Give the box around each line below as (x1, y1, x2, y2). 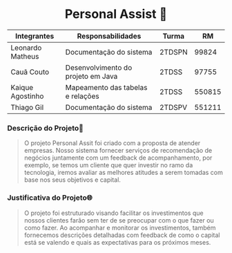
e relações (65, 91, 99, 101)
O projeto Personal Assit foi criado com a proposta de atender (23, 139, 201, 147)
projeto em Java (65, 71, 118, 81)
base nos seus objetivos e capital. (23, 176, 121, 184)
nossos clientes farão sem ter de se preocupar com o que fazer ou (23, 216, 214, 224)
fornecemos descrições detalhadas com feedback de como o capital (23, 231, 220, 239)
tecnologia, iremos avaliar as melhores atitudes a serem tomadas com (23, 169, 223, 177)
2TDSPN (159, 47, 188, 57)
